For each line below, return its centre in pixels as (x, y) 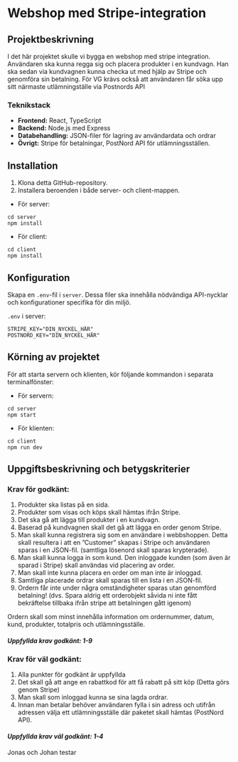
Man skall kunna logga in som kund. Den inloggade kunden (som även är (124, 558)
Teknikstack (29, 105)
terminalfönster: (31, 381)
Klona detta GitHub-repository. (63, 183)
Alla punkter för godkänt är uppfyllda (71, 674)
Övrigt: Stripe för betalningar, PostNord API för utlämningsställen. (114, 143)
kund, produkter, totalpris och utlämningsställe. (76, 625)
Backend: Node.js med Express (64, 128)
